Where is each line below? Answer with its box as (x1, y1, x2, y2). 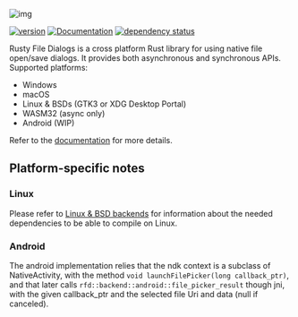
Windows (21, 80, 57, 90)
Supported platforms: (9, 63, 88, 73)
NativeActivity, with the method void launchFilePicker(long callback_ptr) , (9, 270, 289, 280)
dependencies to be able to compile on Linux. (9, 218, 178, 228)
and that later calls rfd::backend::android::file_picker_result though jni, (9, 278, 285, 290)
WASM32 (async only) (21, 108, 106, 118)
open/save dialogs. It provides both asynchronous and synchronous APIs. (9, 53, 282, 63)
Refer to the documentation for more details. (9, 135, 173, 145)
